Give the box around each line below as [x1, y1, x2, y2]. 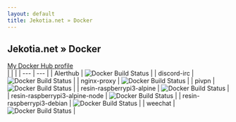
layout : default [7, 10, 55, 18]
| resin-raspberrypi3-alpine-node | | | [7, 92, 181, 100]
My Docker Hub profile [7, 61, 74, 71]
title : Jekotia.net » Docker [7, 17, 93, 24]
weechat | [146, 99, 175, 108]
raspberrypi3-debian [7, 99, 68, 108]
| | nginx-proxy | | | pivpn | [73, 77, 215, 85]
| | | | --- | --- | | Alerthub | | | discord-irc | [7, 69, 194, 78]
